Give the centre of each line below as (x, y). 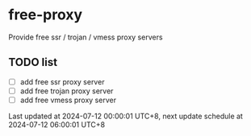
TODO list (33, 62)
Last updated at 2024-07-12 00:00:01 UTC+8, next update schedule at (126, 116)
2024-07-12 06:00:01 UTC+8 (57, 124)
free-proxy (46, 15)
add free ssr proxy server (62, 81)
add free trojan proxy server (67, 91)
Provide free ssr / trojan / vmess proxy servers (86, 37)
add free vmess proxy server (68, 100)
